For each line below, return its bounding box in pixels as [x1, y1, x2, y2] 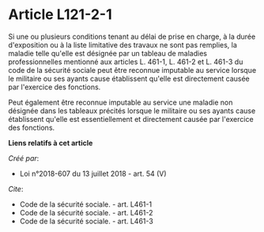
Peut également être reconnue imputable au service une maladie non [8, 97, 233, 107]
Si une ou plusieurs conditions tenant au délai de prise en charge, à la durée [8, 32, 256, 41]
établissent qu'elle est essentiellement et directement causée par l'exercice [8, 114, 255, 124]
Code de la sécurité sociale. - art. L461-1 [19, 200, 153, 209]
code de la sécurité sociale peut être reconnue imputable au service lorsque [8, 65, 257, 74]
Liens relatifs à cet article [8, 138, 93, 147]
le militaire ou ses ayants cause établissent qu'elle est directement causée [8, 74, 251, 83]
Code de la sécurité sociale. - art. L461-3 [19, 216, 154, 226]
